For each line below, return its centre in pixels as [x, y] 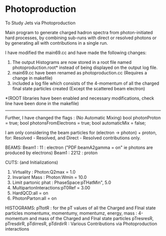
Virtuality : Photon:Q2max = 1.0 [44, 172]
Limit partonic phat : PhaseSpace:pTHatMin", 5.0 [62, 182]
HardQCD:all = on [30, 193]
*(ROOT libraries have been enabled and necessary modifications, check [80, 98]
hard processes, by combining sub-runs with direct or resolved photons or [81, 38]
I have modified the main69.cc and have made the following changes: [76, 53]
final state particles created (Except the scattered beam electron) [79, 88]
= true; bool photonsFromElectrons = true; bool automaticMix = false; [76, 123]
